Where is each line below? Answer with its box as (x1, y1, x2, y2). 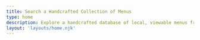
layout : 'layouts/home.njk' (6, 25, 76, 31)
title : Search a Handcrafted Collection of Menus (6, 8, 132, 15)
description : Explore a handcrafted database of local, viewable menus (6, 19, 187, 25)
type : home (6, 14, 33, 20)
